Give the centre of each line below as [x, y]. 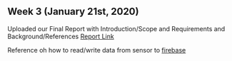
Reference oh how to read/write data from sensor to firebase [97, 50]
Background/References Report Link [61, 36]
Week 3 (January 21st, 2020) [73, 12]
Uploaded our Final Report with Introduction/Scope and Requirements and [116, 28]
